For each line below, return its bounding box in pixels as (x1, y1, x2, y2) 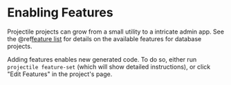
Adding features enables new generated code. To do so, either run (7, 55, 197, 63)
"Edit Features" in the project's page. (7, 70, 113, 78)
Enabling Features (7, 5, 113, 21)
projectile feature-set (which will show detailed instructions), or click (7, 62, 211, 71)
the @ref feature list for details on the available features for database (7, 34, 202, 42)
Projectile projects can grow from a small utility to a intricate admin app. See (7, 27, 225, 36)
